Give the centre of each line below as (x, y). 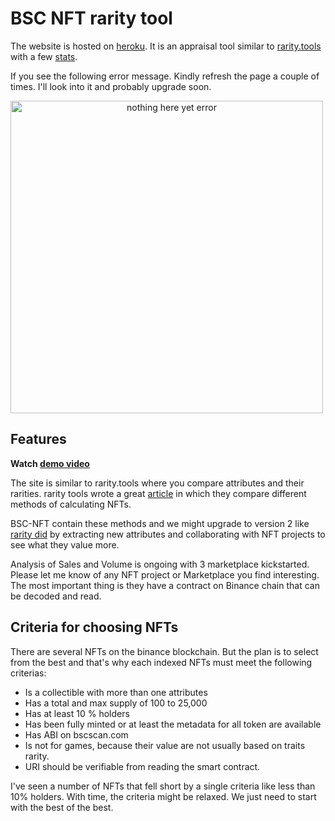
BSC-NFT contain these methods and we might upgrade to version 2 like (160, 523)
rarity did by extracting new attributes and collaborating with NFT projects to (168, 534)
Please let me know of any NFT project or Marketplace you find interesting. (165, 574)
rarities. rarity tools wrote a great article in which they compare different (158, 493)
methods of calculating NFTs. (71, 504)
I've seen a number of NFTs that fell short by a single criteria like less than (163, 786)
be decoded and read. (56, 596)
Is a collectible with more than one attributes (116, 692)
